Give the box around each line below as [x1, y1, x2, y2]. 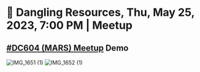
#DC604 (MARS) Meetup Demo [6, 43, 129, 53]
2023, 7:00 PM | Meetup [6, 18, 133, 32]
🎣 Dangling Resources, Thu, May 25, [6, 5, 195, 20]
